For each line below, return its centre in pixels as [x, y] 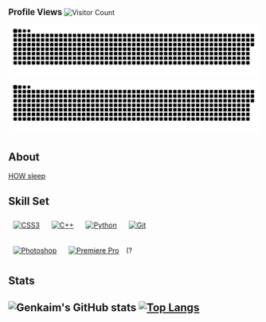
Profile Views [35, 12]
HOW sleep [27, 176]
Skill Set [29, 201]
